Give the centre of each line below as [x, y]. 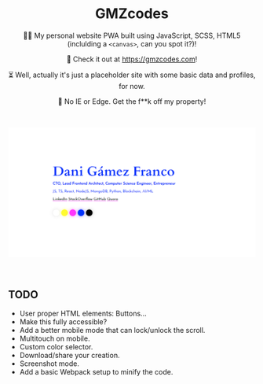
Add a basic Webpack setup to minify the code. [96, 372]
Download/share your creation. [69, 356]
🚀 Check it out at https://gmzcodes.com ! [132, 59]
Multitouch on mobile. [55, 338]
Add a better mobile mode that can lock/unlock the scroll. [112, 330]
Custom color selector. [56, 347]
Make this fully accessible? [63, 322]
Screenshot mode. [49, 364]
